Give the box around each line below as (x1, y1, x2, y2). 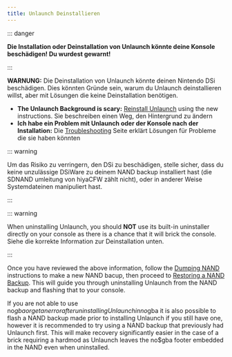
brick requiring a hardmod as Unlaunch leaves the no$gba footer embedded (7, 336, 224, 344)
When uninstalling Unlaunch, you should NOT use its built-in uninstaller (7, 222, 210, 231)
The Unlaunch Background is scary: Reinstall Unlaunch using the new (17, 104, 219, 112)
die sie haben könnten (17, 134, 81, 142)
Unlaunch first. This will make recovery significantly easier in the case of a (7, 328, 219, 336)
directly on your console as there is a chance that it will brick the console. (7, 229, 217, 238)
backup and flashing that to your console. (7, 285, 126, 294)
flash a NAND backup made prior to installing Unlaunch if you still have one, (7, 314, 223, 322)
